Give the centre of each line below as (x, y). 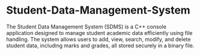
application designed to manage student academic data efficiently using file (99, 33)
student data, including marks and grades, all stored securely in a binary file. (100, 46)
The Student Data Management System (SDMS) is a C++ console (86, 27)
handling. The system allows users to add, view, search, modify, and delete (99, 39)
